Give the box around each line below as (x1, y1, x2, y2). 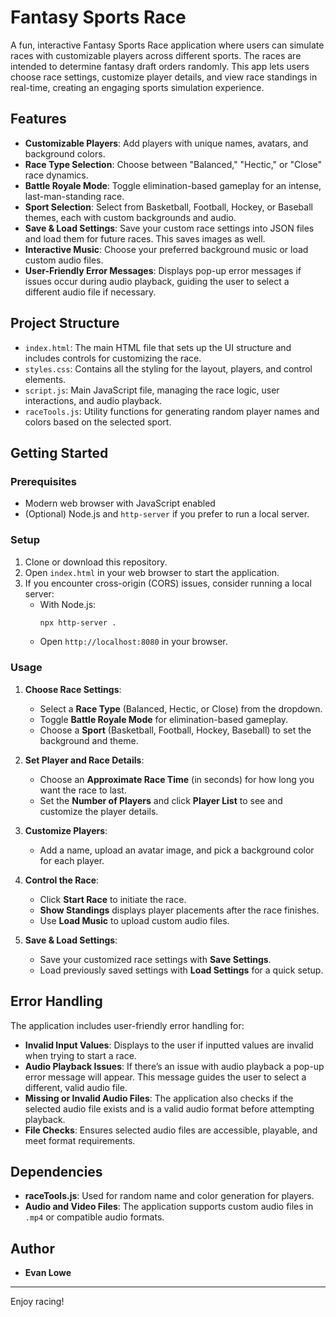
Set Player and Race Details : (24, 754, 145, 766)
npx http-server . (39, 617, 117, 628)
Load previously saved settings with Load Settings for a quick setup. (39, 964, 324, 976)
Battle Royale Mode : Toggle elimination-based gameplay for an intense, (24, 179, 322, 191)
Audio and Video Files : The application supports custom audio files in (24, 1201, 314, 1213)
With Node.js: (39, 598, 97, 610)
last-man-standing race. (24, 190, 125, 202)
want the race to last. (39, 784, 127, 796)
